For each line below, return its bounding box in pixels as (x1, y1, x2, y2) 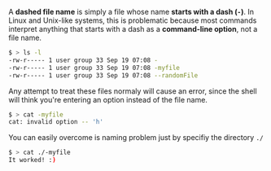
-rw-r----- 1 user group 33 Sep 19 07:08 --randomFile (8, 71, 199, 80)
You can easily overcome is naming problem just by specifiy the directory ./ (8, 133, 264, 142)
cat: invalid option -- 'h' (8, 118, 104, 126)
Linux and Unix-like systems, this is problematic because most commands (8, 15, 257, 25)
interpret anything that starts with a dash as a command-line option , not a (8, 24, 258, 33)
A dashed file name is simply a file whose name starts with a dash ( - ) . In (8, 7, 255, 16)
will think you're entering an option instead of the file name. (8, 94, 208, 104)
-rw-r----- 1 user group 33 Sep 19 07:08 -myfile (8, 64, 181, 72)
